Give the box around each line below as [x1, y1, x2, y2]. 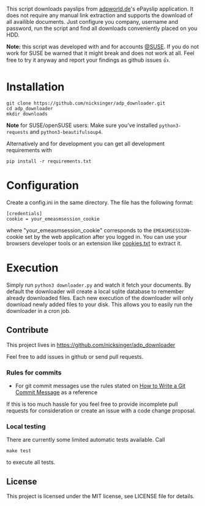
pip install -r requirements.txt [6, 158, 92, 164]
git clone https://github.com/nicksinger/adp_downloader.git [6, 100, 166, 106]
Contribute [6, 325, 49, 335]
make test [6, 448, 32, 454]
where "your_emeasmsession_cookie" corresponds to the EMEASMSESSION [6, 226, 190, 234]
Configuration [6, 178, 80, 193]
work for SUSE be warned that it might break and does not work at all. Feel [6, 50, 195, 57]
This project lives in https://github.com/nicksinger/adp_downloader [6, 341, 176, 348]
